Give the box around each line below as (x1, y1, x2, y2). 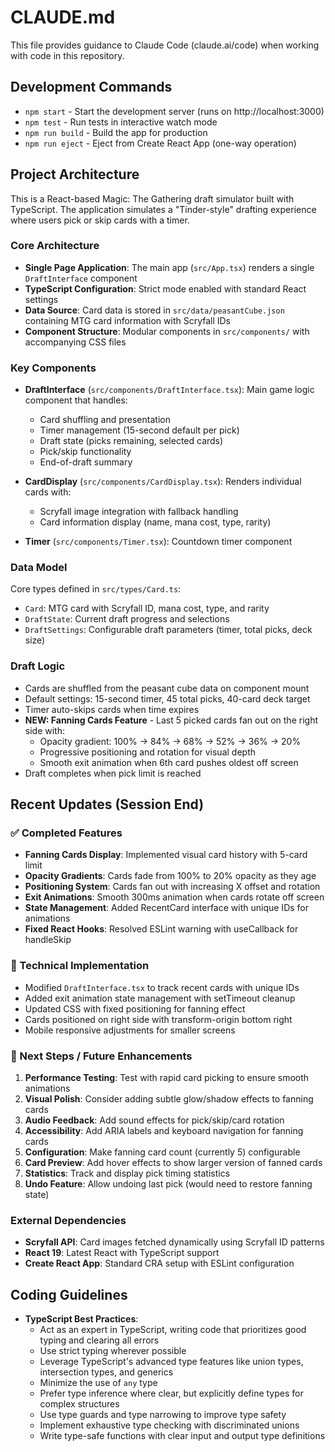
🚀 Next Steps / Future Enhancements (10, 1049, 193, 1063)
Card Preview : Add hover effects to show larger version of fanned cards (24, 1157, 323, 1169)
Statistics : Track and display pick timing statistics (24, 1167, 231, 1180)
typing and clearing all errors (39, 1334, 160, 1346)
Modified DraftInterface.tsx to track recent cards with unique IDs (24, 981, 300, 993)
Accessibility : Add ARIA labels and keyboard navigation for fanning (24, 1125, 304, 1137)
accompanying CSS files (24, 336, 127, 348)
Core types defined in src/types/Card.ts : (10, 583, 182, 595)
